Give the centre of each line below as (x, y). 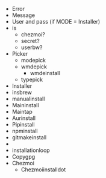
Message (23, 15)
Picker (20, 54)
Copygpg (23, 157)
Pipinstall (23, 124)
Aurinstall (24, 118)
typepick (32, 79)
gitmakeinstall (29, 137)
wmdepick (34, 67)
